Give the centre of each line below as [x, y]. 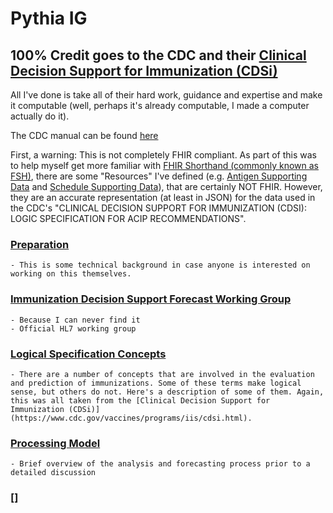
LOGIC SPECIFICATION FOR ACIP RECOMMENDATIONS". [128, 218]
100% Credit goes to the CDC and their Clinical [158, 55]
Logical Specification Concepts [88, 354]
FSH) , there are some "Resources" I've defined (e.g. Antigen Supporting [159, 176]
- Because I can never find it [75, 320]
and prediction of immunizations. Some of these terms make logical [156, 383]
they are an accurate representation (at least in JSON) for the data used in [163, 197]
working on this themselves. [71, 274]
